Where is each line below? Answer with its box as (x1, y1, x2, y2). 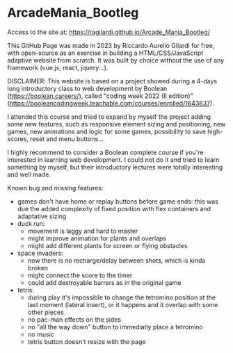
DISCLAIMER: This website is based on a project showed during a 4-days (7, 76, 218, 85)
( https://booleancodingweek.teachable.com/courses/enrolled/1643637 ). (7, 99, 214, 107)
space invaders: (17, 249, 64, 257)
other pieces (27, 308, 64, 316)
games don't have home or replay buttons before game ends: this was (17, 197, 219, 206)
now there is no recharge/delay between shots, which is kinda (27, 256, 206, 265)
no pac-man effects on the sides (27, 315, 122, 324)
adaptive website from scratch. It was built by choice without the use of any (7, 56, 225, 64)
